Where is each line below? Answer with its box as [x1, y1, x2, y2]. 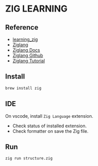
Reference [5, 23, 39, 32]
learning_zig [12, 36, 38, 42]
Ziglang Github [12, 52, 44, 58]
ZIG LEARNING [5, 3, 68, 15]
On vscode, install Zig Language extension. [5, 113, 93, 119]
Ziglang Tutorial [12, 58, 45, 63]
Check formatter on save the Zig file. [12, 128, 89, 134]
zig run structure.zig [5, 156, 53, 161]
